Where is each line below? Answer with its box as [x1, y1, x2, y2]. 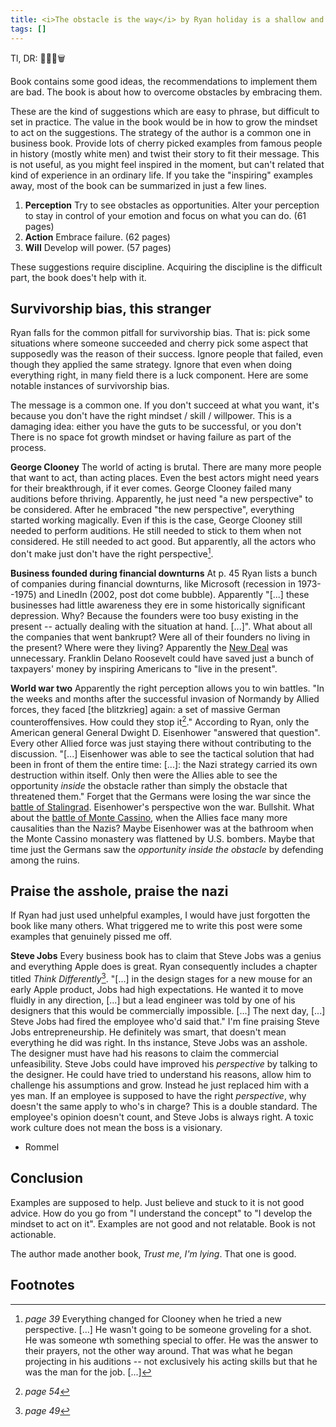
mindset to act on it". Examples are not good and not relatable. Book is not [10, 1217, 316, 1230]
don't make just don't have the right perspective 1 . [10, 546, 214, 560]
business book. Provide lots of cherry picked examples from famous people [10, 137, 323, 149]
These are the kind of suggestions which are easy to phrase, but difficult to [10, 105, 320, 117]
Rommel [24, 1141, 60, 1153]
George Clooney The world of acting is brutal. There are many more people [10, 461, 322, 473]
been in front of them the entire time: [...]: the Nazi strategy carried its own [10, 758, 318, 770]
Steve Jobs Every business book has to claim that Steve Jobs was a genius [10, 950, 322, 962]
